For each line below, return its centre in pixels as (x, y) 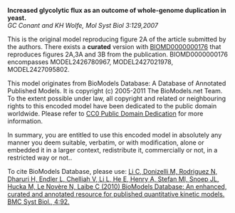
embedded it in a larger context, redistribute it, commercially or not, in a (113, 150)
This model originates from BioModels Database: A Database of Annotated (117, 83)
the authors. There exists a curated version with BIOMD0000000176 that (114, 47)
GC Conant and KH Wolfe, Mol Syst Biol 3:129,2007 (83, 25)
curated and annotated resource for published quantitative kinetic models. (116, 194)
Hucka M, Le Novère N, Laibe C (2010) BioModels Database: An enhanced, (117, 187)
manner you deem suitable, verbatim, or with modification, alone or (106, 142)
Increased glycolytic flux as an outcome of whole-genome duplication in (117, 10)
